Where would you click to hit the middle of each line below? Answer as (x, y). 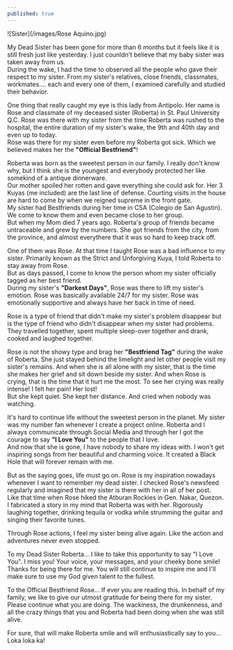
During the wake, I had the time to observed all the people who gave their (112, 69)
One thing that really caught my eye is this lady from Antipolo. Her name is (114, 105)
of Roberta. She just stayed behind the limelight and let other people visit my (116, 359)
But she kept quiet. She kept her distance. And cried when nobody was (109, 396)
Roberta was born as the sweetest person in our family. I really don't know (114, 163)
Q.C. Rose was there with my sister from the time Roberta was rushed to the (116, 120)
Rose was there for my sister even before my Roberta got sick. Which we (112, 142)
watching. (22, 403)
